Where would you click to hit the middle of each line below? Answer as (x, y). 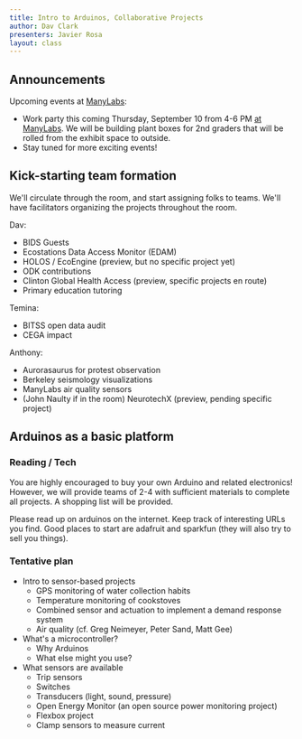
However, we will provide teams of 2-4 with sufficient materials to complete (150, 491)
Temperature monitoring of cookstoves (108, 600)
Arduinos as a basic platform (92, 437)
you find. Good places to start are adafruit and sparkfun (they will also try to (150, 529)
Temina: (24, 307)
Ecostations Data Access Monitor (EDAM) (100, 252)
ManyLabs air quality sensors (77, 388)
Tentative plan (41, 561)
